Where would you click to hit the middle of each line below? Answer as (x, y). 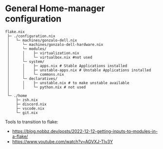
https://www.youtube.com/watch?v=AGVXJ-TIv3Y (63, 141)
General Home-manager (55, 9)
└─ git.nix (27, 112)
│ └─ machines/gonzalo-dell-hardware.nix (55, 44)
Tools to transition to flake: (32, 122)
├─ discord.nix (31, 104)
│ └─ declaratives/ (32, 78)
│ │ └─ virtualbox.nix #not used (50, 57)
